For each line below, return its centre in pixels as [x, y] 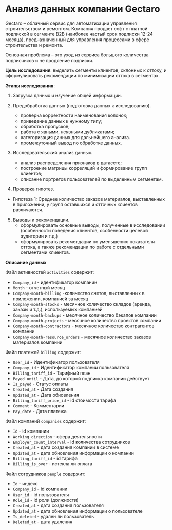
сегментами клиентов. [45, 252]
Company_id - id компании [40, 489]
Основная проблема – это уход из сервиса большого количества [77, 55]
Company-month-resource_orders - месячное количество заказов [82, 337]
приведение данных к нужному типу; [61, 121]
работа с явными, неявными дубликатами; [67, 132]
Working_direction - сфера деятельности [57, 436]
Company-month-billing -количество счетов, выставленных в [79, 293]
